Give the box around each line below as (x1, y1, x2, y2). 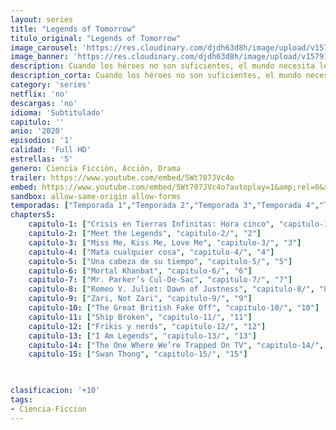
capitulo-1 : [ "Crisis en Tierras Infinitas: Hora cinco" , (28, 219, 275, 230)
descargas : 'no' (10, 98, 78, 108)
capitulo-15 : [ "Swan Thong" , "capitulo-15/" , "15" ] (28, 349, 248, 360)
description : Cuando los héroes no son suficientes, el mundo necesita (10, 61, 315, 71)
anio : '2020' (10, 126, 65, 136)
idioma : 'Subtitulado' (10, 107, 105, 118)
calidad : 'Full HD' (10, 145, 92, 155)
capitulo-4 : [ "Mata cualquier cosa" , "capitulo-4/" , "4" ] (28, 247, 275, 257)
